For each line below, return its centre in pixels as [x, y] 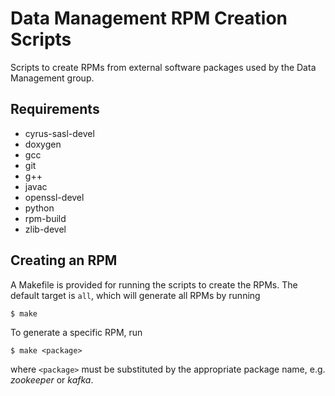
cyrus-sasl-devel [59, 133]
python [39, 208]
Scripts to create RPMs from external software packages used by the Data [163, 67]
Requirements [55, 109]
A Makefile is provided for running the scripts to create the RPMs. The [154, 284]
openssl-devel [54, 197]
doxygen [43, 144]
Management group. [52, 78]
